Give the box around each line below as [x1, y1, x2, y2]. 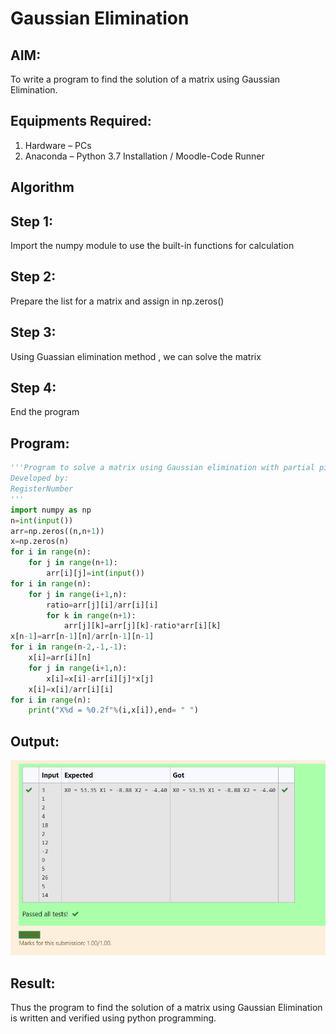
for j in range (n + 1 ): [28, 558, 118, 568]
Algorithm [10, 179, 75, 196]
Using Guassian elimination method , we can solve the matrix [10, 350, 262, 362]
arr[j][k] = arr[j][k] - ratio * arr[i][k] [63, 621, 222, 631]
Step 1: [10, 213, 54, 230]
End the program [10, 406, 80, 418]
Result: [10, 975, 56, 992]
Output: [10, 733, 60, 750]
